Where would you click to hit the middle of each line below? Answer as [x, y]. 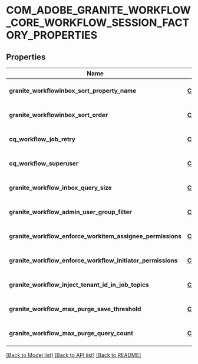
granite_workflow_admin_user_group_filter [70, 212]
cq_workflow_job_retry [42, 139]
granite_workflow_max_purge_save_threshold [75, 309]
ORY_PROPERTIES [52, 35]
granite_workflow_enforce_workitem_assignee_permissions [95, 236]
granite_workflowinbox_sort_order [58, 115]
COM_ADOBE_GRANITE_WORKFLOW [99, 10]
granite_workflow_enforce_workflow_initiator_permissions [93, 261]
